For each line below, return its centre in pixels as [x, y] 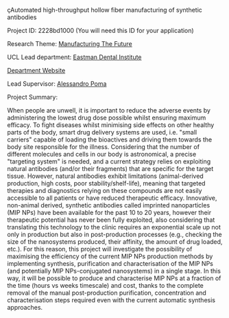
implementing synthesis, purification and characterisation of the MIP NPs [110, 263]
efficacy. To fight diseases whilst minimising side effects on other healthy [111, 125]
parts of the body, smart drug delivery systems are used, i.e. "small [102, 132]
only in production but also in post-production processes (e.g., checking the [114, 234]
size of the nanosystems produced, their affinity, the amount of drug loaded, [115, 242]
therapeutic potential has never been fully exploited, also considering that [111, 220]
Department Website [36, 70]
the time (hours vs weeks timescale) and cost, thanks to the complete [106, 285]
